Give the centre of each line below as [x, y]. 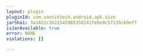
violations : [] [25, 39]
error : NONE [21, 34]
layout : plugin [25, 11]
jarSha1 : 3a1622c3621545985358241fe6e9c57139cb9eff [71, 22]
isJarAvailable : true [33, 28]
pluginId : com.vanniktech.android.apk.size [61, 17]
